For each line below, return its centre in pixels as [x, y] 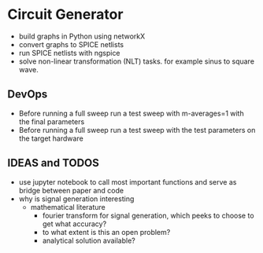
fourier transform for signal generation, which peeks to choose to [148, 215]
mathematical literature [68, 207]
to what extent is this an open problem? [106, 232]
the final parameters [52, 121]
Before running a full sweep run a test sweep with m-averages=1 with [131, 113]
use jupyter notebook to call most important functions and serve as [128, 181]
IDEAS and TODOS [54, 163]
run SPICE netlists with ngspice [69, 53]
